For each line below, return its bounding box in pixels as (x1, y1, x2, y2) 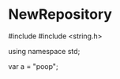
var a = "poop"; (8, 61, 58, 71)
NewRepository (8, 5, 113, 23)
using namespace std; (8, 46, 81, 56)
